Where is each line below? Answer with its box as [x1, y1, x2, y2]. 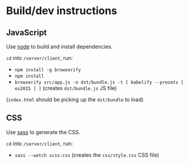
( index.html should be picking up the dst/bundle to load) [6, 96, 144, 103]
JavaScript [6, 28, 47, 38]
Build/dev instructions [6, 4, 118, 18]
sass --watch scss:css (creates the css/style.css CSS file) [14, 151, 160, 158]
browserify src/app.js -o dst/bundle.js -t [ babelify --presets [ [14, 79, 184, 85]
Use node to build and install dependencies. [6, 43, 113, 50]
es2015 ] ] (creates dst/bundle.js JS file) [14, 85, 117, 92]
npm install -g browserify [14, 67, 81, 73]
